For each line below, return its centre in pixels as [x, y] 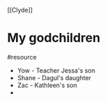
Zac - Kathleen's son [47, 85]
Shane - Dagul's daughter [54, 77]
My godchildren [54, 38]
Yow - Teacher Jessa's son [56, 70]
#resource [22, 57]
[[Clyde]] [20, 10]
